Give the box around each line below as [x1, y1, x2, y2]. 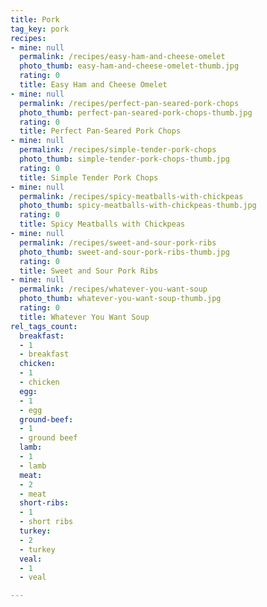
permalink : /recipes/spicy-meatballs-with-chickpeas [19, 191, 244, 201]
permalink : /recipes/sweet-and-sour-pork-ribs [19, 237, 217, 248]
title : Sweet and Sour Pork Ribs [19, 266, 159, 276]
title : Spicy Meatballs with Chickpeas [19, 219, 186, 230]
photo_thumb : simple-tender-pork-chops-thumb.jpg [19, 154, 230, 164]
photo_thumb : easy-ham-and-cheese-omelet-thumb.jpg [19, 61, 240, 71]
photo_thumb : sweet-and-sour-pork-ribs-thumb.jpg [19, 247, 230, 257]
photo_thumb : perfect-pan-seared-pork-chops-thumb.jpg [19, 107, 253, 118]
